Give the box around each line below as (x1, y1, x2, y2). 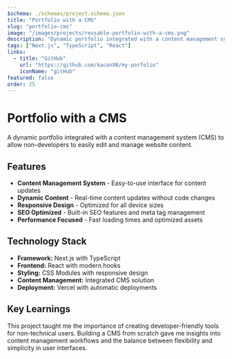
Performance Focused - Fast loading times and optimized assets (17, 215, 203, 224)
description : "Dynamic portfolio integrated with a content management (7, 36, 217, 43)
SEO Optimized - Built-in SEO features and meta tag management (17, 208, 205, 216)
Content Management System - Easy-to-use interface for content (17, 179, 206, 187)
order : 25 (7, 81, 36, 88)
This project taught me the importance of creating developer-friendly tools (7, 322, 220, 330)
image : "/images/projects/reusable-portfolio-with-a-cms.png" (7, 29, 190, 37)
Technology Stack (7, 235, 87, 247)
